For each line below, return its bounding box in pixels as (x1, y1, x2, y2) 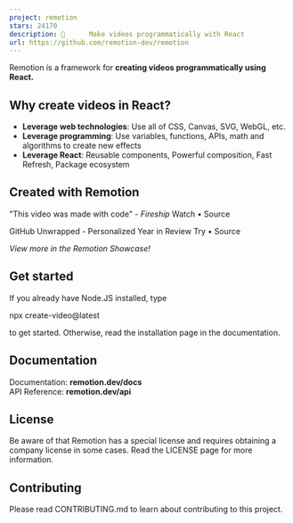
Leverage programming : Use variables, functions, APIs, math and (21, 131, 265, 142)
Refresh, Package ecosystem (21, 159, 130, 170)
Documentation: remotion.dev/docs (9, 376, 142, 388)
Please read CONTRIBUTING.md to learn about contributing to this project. (9, 504, 283, 515)
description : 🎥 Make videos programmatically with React (9, 29, 245, 38)
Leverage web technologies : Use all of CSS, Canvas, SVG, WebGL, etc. (21, 121, 287, 132)
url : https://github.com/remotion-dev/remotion (9, 37, 190, 47)
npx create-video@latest (9, 309, 101, 321)
